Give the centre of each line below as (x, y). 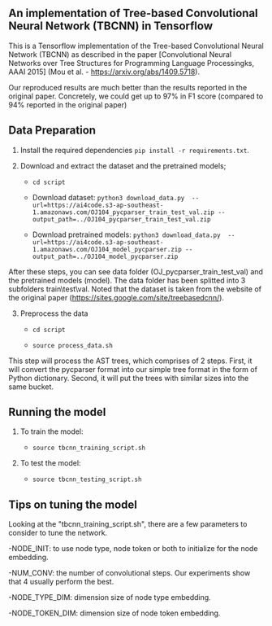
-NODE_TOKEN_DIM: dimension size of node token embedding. (114, 613)
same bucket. (31, 387)
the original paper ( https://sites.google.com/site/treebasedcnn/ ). (117, 297)
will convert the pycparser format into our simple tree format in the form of (133, 369)
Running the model (57, 412)
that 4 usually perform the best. (61, 582)
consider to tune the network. (58, 533)
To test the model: (50, 463)
